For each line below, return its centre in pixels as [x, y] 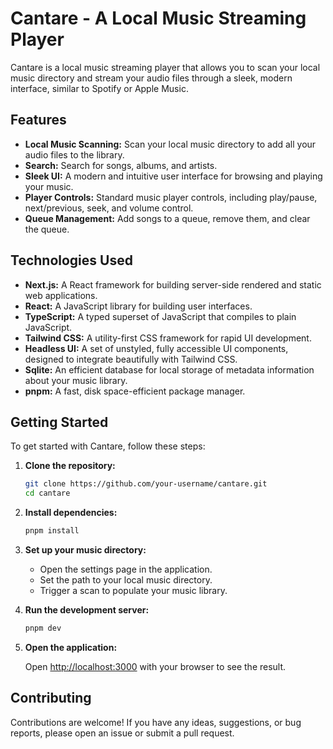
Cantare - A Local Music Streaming [158, 18]
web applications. [61, 295]
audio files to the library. [74, 154]
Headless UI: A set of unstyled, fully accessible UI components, [156, 348]
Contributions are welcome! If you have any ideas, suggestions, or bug [156, 722]
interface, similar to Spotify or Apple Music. [99, 88]
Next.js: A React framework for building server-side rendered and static [173, 284]
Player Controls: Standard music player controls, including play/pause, [171, 197]
